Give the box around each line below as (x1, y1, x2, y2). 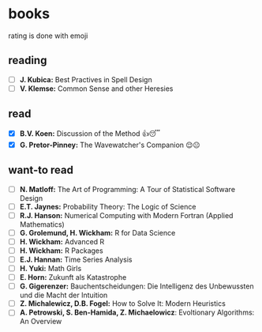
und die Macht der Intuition (19, 290, 108, 300)
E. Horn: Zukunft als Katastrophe (19, 273, 127, 282)
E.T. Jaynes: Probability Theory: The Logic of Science (19, 202, 196, 211)
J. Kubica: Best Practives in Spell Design (19, 74, 152, 84)
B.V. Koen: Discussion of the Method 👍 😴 (19, 128, 160, 138)
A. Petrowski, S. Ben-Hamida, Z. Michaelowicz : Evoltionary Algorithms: (19, 307, 255, 317)
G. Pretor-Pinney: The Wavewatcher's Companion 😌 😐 (19, 140, 200, 149)
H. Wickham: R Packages (19, 246, 104, 255)
